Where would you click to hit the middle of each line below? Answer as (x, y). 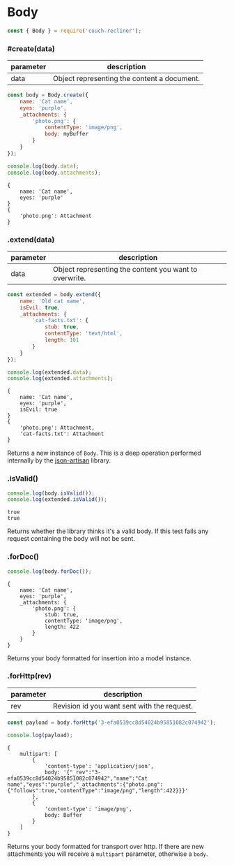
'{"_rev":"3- (82, 772)
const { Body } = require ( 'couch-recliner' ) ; (74, 31)
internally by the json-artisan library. (59, 460)
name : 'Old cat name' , (53, 301)
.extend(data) (31, 240)
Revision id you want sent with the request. (123, 706)
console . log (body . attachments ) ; (54, 173)
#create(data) (31, 48)
